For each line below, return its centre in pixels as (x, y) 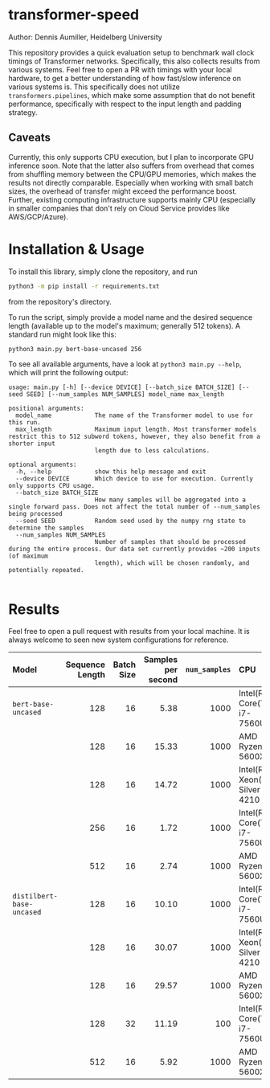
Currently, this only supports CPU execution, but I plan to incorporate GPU (131, 157)
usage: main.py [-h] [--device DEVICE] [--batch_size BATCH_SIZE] (122, 387)
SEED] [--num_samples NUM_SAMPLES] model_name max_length (125, 395)
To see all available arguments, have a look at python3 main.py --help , (125, 364)
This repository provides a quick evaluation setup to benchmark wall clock (131, 52)
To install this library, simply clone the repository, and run (103, 272)
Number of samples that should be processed (170, 542)
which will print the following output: (68, 373)
